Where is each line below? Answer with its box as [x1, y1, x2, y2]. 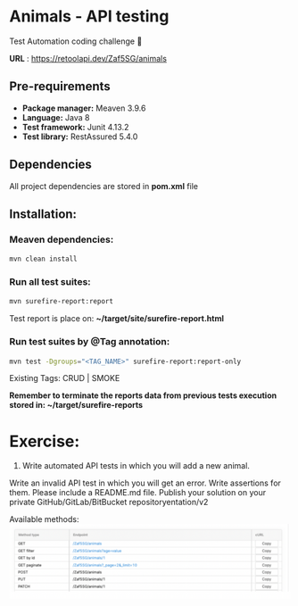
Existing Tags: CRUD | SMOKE [9, 373, 120, 384]
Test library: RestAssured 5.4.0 [21, 131, 138, 142]
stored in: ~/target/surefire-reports [9, 400, 144, 411]
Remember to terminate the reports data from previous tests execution [9, 390, 277, 401]
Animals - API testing [9, 6, 170, 27]
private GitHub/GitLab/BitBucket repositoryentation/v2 [9, 497, 209, 508]
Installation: [9, 206, 78, 221]
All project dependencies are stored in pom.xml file [9, 180, 199, 191]
